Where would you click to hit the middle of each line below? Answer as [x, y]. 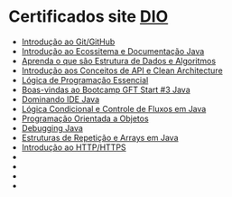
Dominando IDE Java [60, 99]
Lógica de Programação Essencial [85, 80]
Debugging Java [52, 127]
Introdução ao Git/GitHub [68, 42]
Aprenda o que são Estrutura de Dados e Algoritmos [119, 61]
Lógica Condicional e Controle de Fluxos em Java [114, 108]
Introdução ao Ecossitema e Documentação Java [113, 51]
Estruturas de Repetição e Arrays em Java [100, 137]
